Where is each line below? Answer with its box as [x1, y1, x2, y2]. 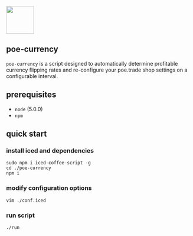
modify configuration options [6, 184, 92, 192]
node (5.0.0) [14, 105, 43, 112]
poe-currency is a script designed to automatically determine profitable [6, 60, 178, 67]
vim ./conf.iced [6, 198, 46, 203]
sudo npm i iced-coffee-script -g [6, 160, 91, 166]
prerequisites [6, 90, 57, 100]
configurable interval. [6, 72, 58, 79]
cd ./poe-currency [6, 165, 51, 171]
